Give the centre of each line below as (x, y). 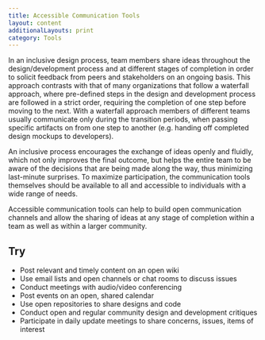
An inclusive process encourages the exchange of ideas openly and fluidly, (131, 152)
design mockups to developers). (61, 137)
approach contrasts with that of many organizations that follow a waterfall (129, 86)
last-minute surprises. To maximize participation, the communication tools (129, 177)
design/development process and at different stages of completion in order (131, 69)
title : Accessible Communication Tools (74, 15)
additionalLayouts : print (51, 30)
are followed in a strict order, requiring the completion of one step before (127, 102)
